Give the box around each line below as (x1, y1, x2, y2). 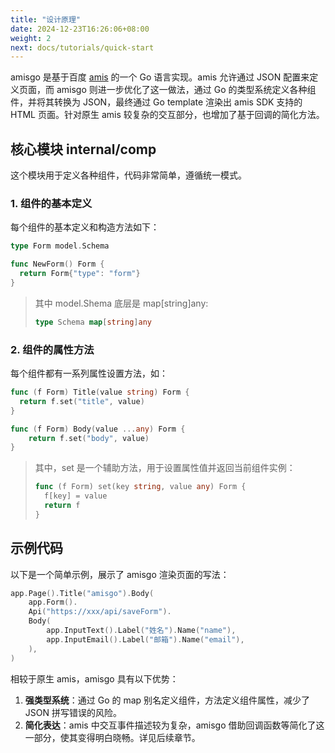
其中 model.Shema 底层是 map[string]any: (34, 297, 209, 309)
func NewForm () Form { (10, 259, 105, 270)
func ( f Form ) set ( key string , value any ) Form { (34, 482, 247, 492)
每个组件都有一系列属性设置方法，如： (10, 367, 168, 380)
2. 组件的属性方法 (10, 342, 95, 356)
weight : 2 (10, 33, 52, 43)
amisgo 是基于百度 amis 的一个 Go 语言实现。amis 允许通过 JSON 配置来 (10, 71, 310, 83)
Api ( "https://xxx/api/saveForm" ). (28, 607, 172, 617)
